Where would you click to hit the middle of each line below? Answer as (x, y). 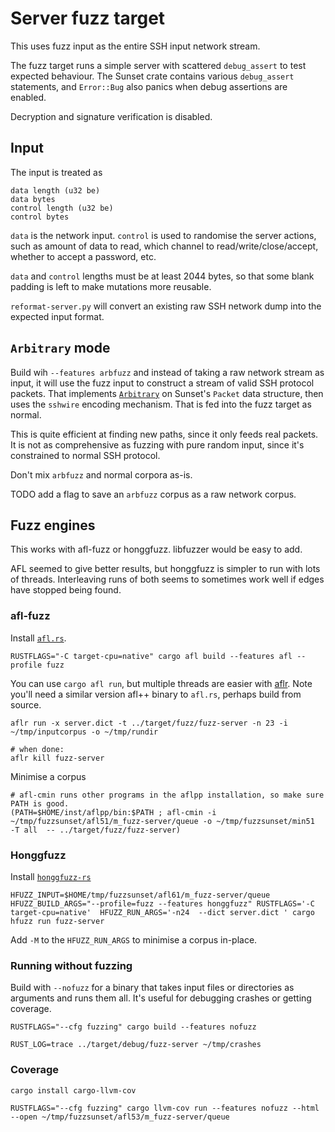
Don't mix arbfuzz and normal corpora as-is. (101, 474)
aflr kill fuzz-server (57, 758)
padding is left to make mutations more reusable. (111, 286)
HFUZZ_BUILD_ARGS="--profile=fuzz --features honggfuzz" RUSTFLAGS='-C (162, 903)
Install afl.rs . (38, 638)
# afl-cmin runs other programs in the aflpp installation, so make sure (167, 795)
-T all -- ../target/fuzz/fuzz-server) (96, 830)
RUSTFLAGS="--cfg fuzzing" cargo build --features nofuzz (133, 1027)
